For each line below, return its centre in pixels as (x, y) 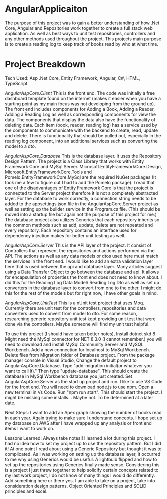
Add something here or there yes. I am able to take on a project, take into (80, 480)
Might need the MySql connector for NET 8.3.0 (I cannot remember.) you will (84, 339)
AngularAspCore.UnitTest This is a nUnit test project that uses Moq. (75, 303)
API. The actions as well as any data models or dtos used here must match (82, 256)
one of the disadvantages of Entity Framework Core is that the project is (79, 188)
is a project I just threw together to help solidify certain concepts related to (82, 470)
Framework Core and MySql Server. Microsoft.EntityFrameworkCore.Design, (83, 166)
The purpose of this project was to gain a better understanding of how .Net (82, 23)
